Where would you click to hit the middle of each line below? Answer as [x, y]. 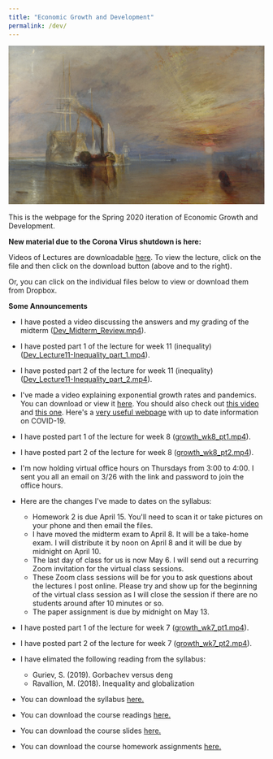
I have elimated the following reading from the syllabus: [113, 659]
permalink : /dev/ [38, 26]
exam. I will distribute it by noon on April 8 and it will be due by [137, 543]
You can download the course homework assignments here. [121, 747]
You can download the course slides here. [91, 731]
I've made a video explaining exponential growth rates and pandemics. [139, 395]
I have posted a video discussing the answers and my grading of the [134, 322]
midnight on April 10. [67, 552]
